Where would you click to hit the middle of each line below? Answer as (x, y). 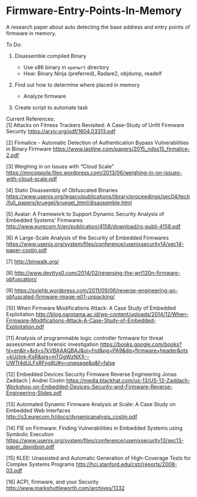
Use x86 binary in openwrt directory (66, 67)
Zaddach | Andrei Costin (35, 380)
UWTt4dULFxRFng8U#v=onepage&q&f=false (61, 363)
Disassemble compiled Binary (50, 56)
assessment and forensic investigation (52, 344)
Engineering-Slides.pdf (34, 393)
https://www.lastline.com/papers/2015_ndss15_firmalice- (121, 149)
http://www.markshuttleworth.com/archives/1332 (65, 488)
